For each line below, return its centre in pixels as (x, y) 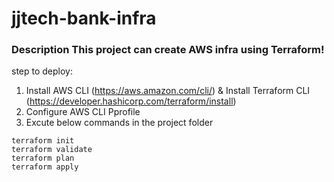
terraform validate (52, 150)
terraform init (43, 141)
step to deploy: (42, 71)
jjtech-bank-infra (84, 18)
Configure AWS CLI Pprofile (83, 112)
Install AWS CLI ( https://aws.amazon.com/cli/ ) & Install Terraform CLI (168, 91)
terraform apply (45, 167)
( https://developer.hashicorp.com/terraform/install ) (131, 101)
